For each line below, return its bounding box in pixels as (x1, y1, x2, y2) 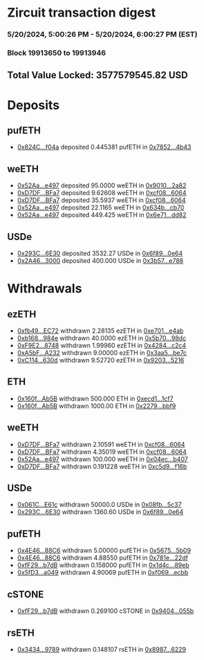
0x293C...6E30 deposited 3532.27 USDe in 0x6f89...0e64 (17, 249, 183, 257)
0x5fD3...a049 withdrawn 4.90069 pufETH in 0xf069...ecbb (17, 569, 189, 577)
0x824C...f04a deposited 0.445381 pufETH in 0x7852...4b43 (17, 143, 192, 152)
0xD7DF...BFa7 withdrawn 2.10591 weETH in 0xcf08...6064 (17, 440, 185, 448)
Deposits (7, 97, 60, 113)
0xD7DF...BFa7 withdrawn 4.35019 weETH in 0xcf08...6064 (17, 448, 187, 456)
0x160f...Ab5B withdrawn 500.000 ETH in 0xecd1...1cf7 (17, 394, 174, 403)
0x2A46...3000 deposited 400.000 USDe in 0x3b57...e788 (17, 257, 184, 265)
